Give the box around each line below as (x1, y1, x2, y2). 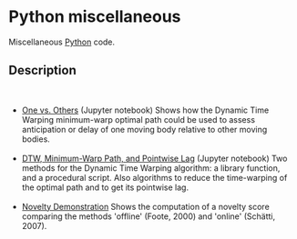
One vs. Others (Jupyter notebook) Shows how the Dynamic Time (21, 105, 270, 115)
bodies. (21, 134, 51, 144)
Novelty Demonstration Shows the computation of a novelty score (21, 201, 270, 212)
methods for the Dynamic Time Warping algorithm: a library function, (21, 162, 281, 174)
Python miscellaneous (8, 6, 181, 27)
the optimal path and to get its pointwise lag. (21, 182, 189, 193)
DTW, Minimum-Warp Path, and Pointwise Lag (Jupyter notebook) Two (21, 153, 288, 164)
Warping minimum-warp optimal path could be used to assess (21, 114, 256, 124)
